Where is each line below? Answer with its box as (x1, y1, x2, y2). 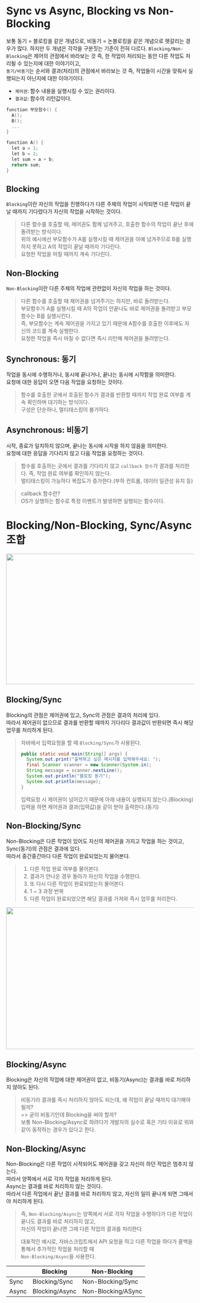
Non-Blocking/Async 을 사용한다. (20, 1253, 96, 1260)
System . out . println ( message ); (26, 778, 101, 784)
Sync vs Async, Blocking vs (6, 4, 146, 18)
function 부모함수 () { (6, 106, 58, 113)
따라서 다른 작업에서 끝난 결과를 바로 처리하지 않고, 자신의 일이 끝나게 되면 (6, 1190, 177, 1197)
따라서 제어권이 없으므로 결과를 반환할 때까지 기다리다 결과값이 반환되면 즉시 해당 (6, 719, 194, 726)
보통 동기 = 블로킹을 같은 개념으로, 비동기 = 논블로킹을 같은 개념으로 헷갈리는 (6, 37, 185, 44)
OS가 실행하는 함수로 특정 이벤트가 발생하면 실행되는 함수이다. (20, 497, 165, 504)
